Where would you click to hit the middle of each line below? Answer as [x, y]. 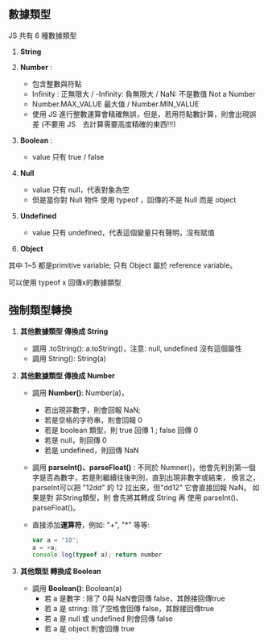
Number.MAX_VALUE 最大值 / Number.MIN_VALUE [115, 104]
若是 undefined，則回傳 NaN [91, 450]
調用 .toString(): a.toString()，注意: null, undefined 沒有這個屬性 [137, 348]
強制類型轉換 [40, 310]
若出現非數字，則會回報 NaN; [92, 410]
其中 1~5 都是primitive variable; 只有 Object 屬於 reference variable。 [123, 265]
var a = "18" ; [56, 540]
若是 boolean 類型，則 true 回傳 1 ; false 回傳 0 [121, 430]
